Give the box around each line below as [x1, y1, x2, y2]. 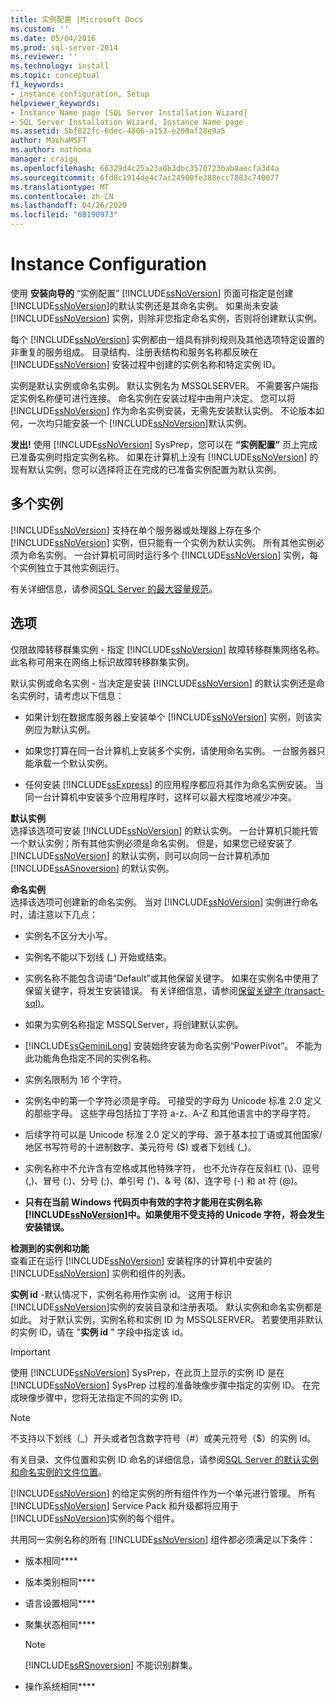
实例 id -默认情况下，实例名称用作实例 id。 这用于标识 [10, 1288, 233, 1300]
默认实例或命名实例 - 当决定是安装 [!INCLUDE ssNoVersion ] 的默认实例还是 [10, 677, 317, 689]
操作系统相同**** [24, 1680, 96, 1692]
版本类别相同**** [24, 1576, 96, 1588]
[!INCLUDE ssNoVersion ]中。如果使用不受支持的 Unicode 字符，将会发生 [24, 1208, 325, 1220]
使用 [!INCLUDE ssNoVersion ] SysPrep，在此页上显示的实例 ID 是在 [10, 1366, 286, 1378]
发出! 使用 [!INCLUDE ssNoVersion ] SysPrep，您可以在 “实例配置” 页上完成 [10, 438, 318, 450]
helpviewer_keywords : [10, 98, 101, 108]
